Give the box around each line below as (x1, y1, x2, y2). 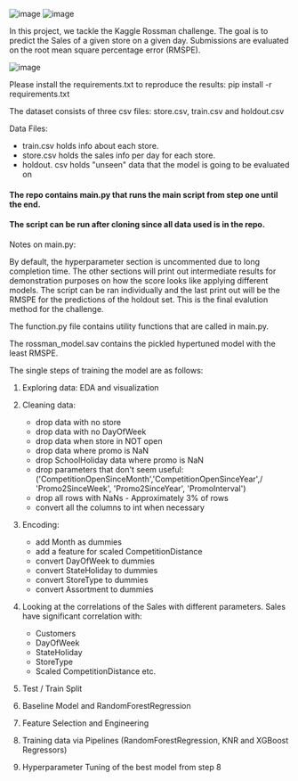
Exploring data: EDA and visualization (21, 382, 159, 392)
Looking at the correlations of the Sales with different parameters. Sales (21, 601, 286, 612)
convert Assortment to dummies (35, 584, 154, 595)
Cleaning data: (21, 399, 77, 410)
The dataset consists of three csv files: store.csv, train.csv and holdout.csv (9, 106, 285, 116)
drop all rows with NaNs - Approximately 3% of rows (35, 492, 229, 503)
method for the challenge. (9, 303, 104, 314)
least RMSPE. (9, 348, 59, 358)
